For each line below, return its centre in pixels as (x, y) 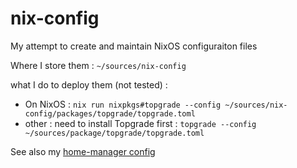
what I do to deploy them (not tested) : (89, 84)
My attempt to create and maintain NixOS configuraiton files (134, 46)
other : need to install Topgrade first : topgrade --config (140, 123)
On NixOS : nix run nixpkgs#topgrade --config (123, 104)
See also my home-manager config (83, 151)
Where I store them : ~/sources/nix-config (98, 65)
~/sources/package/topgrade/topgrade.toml (114, 133)
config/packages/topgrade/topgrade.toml (110, 113)
